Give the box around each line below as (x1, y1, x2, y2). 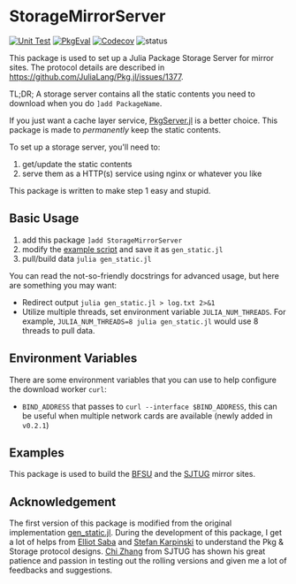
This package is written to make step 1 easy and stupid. (9, 185, 211, 196)
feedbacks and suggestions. (9, 565, 113, 576)
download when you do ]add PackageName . (9, 97, 163, 108)
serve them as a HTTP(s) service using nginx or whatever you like (21, 168, 262, 179)
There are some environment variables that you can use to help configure (9, 374, 277, 385)
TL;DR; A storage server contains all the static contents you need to (9, 88, 256, 99)
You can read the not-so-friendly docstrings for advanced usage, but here (9, 270, 280, 280)
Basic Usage (9, 211, 80, 227)
